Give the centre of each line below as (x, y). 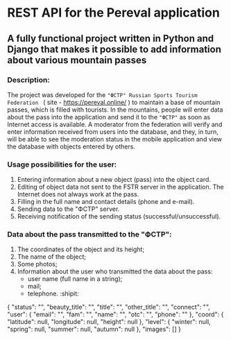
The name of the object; (52, 257)
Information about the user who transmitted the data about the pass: (115, 271)
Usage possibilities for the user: (62, 164)
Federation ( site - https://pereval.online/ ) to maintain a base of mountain (114, 102)
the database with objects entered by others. (71, 146)
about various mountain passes (77, 60)
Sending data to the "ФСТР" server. (68, 209)
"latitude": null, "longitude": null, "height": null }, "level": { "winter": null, (109, 322)
